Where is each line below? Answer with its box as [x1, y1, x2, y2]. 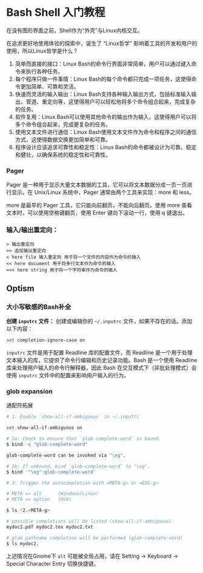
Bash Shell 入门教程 [6, 5, 105, 19]
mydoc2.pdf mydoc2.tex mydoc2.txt [6, 524, 94, 530]
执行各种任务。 [25, 67, 64, 75]
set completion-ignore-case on [6, 337, 85, 343]
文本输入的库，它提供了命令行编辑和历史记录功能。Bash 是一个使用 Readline [6, 357, 198, 364]
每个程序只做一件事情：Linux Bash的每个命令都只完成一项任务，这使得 [15, 75, 191, 82]
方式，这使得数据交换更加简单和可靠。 [15, 136, 111, 143]
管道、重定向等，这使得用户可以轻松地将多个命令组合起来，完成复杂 [25, 98, 196, 105]
